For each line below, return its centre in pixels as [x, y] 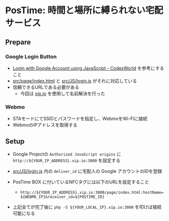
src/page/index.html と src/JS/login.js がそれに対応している [75, 81]
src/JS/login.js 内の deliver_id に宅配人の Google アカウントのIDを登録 [87, 171]
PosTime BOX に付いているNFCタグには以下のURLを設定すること [81, 182]
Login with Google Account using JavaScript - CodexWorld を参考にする [88, 68]
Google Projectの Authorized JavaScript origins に [67, 154]
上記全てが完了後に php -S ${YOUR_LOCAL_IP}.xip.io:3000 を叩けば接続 [87, 207]
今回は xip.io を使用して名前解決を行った [63, 93]
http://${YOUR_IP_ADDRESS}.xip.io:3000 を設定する [66, 160]
